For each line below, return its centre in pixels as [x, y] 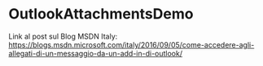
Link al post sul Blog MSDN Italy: [63, 36]
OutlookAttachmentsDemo [101, 14]
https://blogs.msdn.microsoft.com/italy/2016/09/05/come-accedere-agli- [131, 44]
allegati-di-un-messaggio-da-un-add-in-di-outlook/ [96, 53]
